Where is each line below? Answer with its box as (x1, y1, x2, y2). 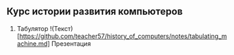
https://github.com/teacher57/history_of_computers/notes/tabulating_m (19, 32, 227, 40)
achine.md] (16, 39, 50, 48)
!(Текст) (49, 24, 73, 32)
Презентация (51, 39, 91, 48)
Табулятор (16, 24, 49, 32)
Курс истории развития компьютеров (6, 6, 183, 18)
